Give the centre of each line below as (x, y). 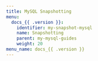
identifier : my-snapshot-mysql (55, 28)
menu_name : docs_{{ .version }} (45, 49)
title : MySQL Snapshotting (39, 11)
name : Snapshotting (40, 33)
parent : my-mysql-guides (47, 38)
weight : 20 (30, 44)
